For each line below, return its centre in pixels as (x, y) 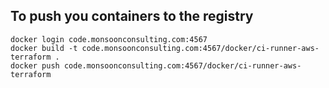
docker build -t (44, 48)
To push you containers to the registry (132, 16)
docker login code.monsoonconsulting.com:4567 (109, 39)
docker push (35, 65)
